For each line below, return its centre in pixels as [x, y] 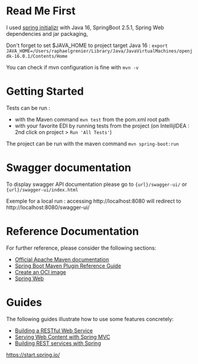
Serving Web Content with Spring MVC [62, 337]
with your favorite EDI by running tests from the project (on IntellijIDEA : [102, 126]
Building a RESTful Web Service [54, 330]
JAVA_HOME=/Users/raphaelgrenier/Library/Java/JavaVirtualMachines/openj [100, 51]
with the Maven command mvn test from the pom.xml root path [92, 119]
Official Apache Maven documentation [62, 259]
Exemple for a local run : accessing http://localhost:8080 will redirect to [94, 201]
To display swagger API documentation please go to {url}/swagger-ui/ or [97, 184]
